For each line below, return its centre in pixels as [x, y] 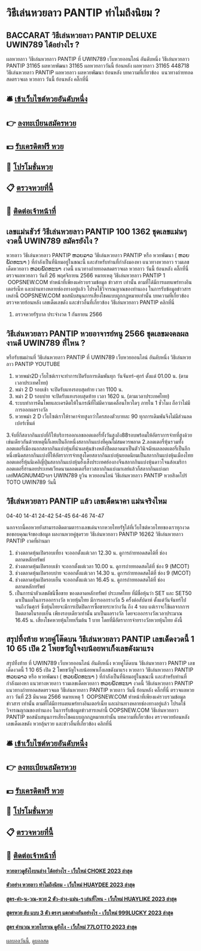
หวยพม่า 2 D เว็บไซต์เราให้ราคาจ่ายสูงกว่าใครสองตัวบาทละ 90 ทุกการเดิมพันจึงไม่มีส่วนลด [103, 416]
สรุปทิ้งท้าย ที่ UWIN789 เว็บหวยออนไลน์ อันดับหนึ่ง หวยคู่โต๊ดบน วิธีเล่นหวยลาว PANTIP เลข [101, 663]
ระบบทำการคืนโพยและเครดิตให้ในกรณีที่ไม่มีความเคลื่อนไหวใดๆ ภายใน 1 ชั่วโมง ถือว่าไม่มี [102, 403]
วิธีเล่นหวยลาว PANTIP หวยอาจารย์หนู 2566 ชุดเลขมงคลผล [98, 333]
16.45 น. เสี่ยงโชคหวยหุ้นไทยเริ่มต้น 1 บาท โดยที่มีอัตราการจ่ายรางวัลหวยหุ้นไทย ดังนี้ [98, 620]
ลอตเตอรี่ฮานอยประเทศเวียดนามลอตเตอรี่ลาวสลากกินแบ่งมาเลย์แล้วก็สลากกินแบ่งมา [88, 468]
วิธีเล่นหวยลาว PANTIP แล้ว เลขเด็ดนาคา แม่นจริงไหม [86, 502]
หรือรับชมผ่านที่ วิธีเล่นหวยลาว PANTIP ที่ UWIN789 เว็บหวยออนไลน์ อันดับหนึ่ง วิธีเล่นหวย [99, 357]
